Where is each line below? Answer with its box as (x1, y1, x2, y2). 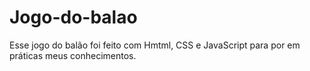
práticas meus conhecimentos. (9, 49, 137, 61)
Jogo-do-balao (9, 6, 138, 29)
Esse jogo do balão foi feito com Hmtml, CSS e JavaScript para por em (9, 39, 301, 51)
